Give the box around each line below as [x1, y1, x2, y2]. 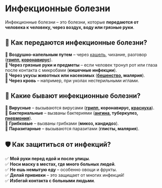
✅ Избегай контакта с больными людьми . [5, 178, 95, 184]
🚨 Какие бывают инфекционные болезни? [5, 92, 141, 100]
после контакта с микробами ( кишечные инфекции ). [5, 67, 117, 73]
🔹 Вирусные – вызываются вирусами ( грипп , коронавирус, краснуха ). [5, 105, 155, 111]
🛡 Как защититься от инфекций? [5, 140, 111, 148]
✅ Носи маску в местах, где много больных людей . [5, 161, 116, 167]
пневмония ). [5, 115, 33, 121]
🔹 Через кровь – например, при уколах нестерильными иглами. [5, 77, 139, 83]
